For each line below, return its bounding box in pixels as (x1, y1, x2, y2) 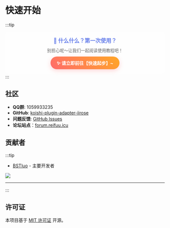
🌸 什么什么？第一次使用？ (53, 37, 117, 44)
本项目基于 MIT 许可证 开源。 (5, 217, 66, 223)
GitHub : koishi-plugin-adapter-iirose (12, 109, 89, 116)
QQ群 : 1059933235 (12, 104, 53, 110)
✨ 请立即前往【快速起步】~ (56, 60, 114, 66)
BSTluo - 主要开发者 (12, 163, 55, 169)
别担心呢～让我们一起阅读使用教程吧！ (47, 48, 123, 53)
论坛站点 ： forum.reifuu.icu (12, 122, 68, 128)
